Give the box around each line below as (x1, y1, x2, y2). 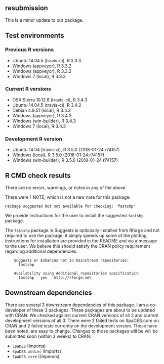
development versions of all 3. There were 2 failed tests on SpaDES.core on (5, 318, 159, 323)
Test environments (5, 32, 64, 40)
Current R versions (5, 86, 51, 92)
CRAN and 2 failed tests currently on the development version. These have (5, 322, 158, 328)
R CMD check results (5, 172, 71, 180)
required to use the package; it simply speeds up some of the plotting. (5, 232, 148, 238)
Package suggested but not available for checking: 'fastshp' (5, 204, 136, 209)
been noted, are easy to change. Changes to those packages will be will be (5, 328, 158, 334)
